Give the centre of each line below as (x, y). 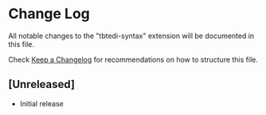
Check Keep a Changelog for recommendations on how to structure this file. (133, 59)
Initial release (41, 103)
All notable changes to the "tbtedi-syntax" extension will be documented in (131, 36)
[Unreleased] (42, 84)
